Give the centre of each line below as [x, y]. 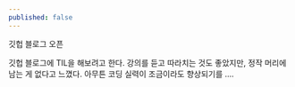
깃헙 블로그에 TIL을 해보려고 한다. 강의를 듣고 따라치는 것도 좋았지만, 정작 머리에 [147, 62]
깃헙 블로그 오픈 [36, 43]
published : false [41, 17]
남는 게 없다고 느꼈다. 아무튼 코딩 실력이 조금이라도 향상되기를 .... [121, 74]
